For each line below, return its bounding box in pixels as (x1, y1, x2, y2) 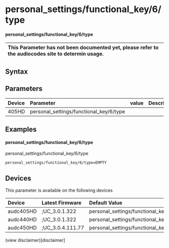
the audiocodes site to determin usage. (8, 51, 104, 58)
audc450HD (8, 224, 37, 231)
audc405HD (8, 208, 37, 215)
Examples (5, 125, 37, 133)
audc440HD (8, 216, 37, 223)
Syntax (5, 67, 28, 76)
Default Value (89, 200, 122, 206)
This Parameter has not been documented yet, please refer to (8, 44, 159, 51)
